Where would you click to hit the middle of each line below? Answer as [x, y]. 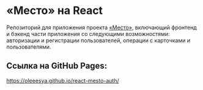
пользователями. [29, 47]
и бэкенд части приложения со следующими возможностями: [88, 33]
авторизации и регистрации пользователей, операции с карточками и [98, 40]
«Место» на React [54, 11]
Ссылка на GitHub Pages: [57, 66]
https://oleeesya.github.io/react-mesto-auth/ [63, 80]
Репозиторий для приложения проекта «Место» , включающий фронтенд [102, 27]
